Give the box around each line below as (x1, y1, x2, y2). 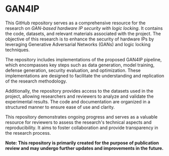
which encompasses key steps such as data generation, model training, (5, 62, 155, 68)
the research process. (5, 130, 51, 136)
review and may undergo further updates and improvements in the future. (5, 145, 164, 151)
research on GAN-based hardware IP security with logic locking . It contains (5, 25, 163, 31)
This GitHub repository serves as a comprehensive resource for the (5, 20, 146, 26)
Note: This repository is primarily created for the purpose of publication (5, 140, 159, 146)
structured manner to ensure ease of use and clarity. (5, 104, 115, 110)
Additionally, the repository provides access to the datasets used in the (5, 88, 153, 94)
